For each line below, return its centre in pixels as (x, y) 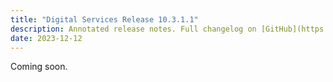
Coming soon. (39, 67)
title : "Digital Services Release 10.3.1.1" (104, 19)
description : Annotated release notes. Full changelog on (133, 29)
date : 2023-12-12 (46, 38)
